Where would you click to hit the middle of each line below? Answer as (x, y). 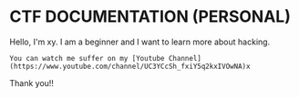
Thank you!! (32, 82)
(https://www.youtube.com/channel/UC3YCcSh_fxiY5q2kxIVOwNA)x (130, 66)
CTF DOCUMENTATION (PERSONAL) (150, 17)
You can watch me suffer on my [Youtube (88, 58)
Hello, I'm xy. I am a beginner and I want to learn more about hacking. (140, 42)
